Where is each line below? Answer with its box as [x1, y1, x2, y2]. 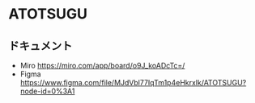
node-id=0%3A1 [19, 86, 75, 96]
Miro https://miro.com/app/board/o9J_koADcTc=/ [19, 61, 185, 70]
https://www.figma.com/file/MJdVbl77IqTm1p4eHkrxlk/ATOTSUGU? [19, 78, 247, 87]
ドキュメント [8, 39, 73, 52]
